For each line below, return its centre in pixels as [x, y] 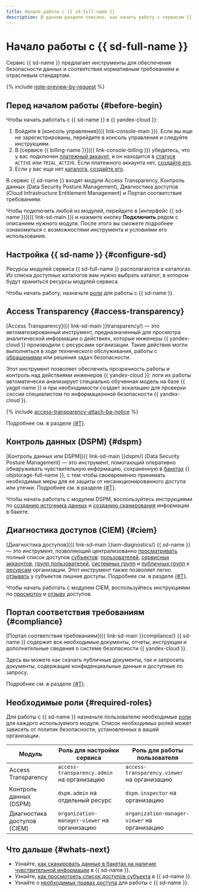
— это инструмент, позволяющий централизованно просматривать [92, 551]
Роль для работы [158, 750]
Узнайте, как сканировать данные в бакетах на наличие [86, 864]
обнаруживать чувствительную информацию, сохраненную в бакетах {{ [98, 469]
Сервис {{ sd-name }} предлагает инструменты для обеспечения [89, 63]
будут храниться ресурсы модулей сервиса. [63, 281]
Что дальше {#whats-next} [58, 850]
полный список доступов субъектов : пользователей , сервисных [88, 557]
